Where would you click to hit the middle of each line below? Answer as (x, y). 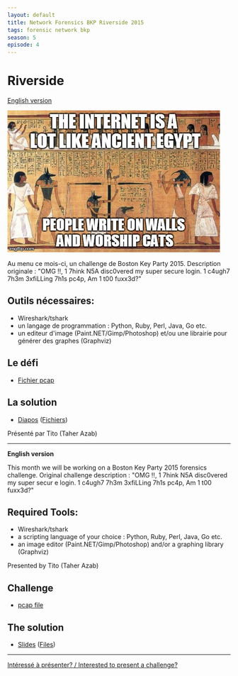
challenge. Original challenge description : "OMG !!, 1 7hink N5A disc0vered (118, 475)
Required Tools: (43, 512)
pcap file (30, 605)
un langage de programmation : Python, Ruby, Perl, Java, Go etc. (112, 326)
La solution (32, 403)
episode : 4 (23, 45)
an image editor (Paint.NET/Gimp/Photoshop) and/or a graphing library (121, 544)
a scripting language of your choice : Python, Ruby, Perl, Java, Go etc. (120, 537)
